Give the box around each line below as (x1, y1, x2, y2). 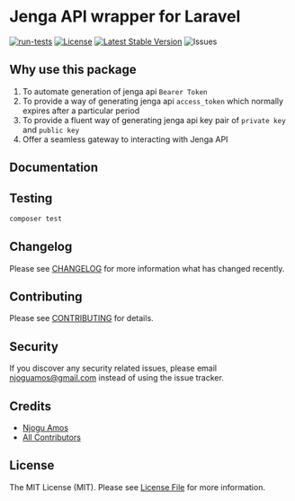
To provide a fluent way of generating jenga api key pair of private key (22, 114, 286, 125)
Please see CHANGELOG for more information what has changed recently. (9, 263, 285, 273)
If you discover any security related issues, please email (9, 362, 218, 374)
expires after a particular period (22, 105, 140, 116)
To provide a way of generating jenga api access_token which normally (22, 95, 284, 106)
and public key (22, 124, 80, 135)
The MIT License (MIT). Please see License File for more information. (9, 481, 265, 492)
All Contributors (22, 432, 81, 443)
